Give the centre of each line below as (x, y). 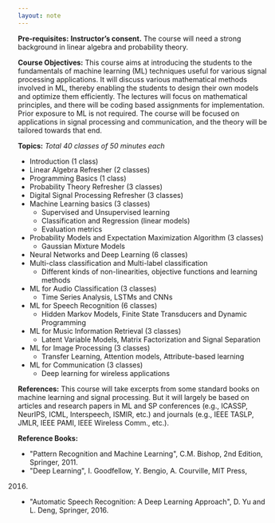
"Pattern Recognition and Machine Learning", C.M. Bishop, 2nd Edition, (146, 454)
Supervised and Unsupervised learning (106, 212)
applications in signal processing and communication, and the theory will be (143, 121)
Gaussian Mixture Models (83, 246)
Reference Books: (48, 438)
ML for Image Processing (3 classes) (90, 347)
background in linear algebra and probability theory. (103, 47)
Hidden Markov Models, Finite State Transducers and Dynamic (144, 314)
